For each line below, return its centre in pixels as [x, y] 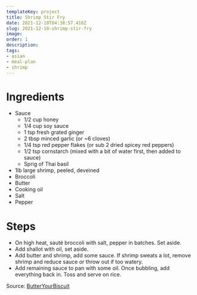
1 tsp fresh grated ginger [54, 133]
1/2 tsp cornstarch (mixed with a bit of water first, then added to [102, 151]
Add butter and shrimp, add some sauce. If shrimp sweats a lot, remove [103, 256]
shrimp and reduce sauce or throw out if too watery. [79, 262]
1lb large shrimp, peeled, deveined [57, 170]
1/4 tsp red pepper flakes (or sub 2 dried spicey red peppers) [99, 145]
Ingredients [35, 97]
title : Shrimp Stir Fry [36, 17]
